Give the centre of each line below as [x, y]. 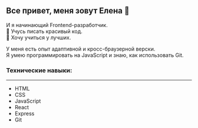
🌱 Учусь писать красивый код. [44, 31]
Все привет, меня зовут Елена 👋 [68, 11]
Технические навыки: [39, 70]
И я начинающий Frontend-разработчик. [57, 25]
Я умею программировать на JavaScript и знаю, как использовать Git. [95, 55]
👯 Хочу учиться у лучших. [39, 37]
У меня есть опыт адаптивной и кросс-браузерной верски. [81, 49]
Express [24, 114]
